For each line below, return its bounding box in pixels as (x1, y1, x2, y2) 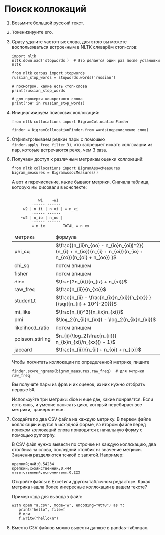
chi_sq (14, 262, 30, 269)
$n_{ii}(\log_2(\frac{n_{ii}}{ (55, 332, 117, 339)
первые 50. (11, 386, 35, 392)
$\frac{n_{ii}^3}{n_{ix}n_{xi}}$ (55, 308, 124, 315)
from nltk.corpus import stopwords (11, 70, 85, 76)
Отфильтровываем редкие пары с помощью (11, 136, 105, 142)
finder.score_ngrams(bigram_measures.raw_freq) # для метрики (11, 368, 145, 374)
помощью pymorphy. (11, 432, 56, 438)
